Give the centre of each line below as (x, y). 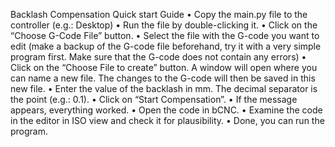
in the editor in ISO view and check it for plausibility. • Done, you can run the (167, 120)
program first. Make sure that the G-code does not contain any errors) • (158, 57)
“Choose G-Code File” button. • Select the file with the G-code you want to (165, 35)
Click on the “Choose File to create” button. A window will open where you (164, 67)
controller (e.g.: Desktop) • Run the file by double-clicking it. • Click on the (164, 25)
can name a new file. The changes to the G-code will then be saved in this (163, 78)
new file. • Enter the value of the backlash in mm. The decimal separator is (164, 88)
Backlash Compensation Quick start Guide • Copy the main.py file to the (159, 14)
